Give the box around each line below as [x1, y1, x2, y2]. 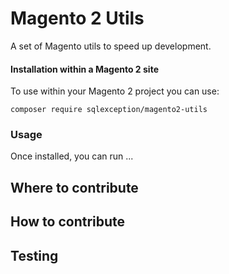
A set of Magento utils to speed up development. [10, 40, 212, 52]
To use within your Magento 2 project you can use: [10, 85, 220, 97]
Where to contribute [10, 179, 139, 196]
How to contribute [10, 213, 126, 231]
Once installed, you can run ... [10, 150, 134, 162]
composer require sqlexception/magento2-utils [10, 105, 208, 115]
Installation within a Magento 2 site [10, 63, 159, 75]
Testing [10, 247, 59, 264]
